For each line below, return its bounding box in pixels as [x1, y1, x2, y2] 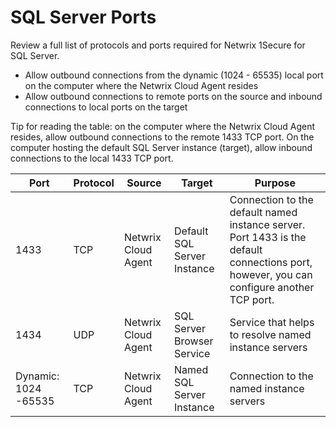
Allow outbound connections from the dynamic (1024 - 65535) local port [24, 69, 324, 81]
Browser [174, 334, 214, 348]
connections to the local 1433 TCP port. [10, 152, 174, 164]
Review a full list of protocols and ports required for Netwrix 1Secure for [10, 39, 306, 51]
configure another [229, 280, 315, 294]
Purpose [254, 176, 297, 190]
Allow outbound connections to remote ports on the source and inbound [24, 90, 323, 102]
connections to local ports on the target [24, 101, 188, 113]
